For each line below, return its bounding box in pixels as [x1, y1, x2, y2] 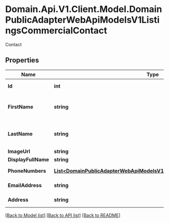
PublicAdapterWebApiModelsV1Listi [5, 14, 160, 26]
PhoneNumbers [8, 167, 46, 174]
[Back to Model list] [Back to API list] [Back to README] [5, 212, 121, 218]
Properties [5, 56, 39, 65]
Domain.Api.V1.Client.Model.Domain [5, 4, 162, 15]
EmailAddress [8, 182, 42, 189]
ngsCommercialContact [5, 25, 107, 36]
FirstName [8, 103, 34, 110]
